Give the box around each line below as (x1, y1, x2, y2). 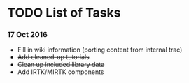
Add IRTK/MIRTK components (17, 68, 104, 76)
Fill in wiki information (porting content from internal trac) (17, 45, 183, 54)
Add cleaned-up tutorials (17, 53, 90, 61)
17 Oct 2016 (7, 30, 48, 40)
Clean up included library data (17, 61, 105, 69)
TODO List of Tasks (7, 5, 121, 21)
